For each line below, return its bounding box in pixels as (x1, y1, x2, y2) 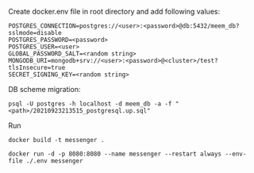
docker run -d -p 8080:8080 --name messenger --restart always (8, 150, 222, 158)
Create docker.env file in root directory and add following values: (8, 7, 221, 16)
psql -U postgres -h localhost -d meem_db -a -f (8, 100, 172, 108)
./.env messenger (25, 157, 83, 165)
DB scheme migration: (8, 85, 81, 94)
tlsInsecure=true (8, 63, 66, 71)
